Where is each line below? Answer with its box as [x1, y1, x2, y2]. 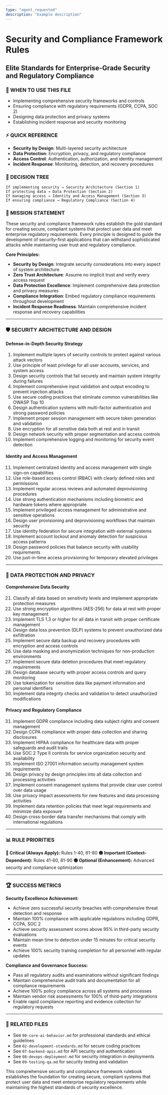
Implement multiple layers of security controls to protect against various [12, 352, 161, 358]
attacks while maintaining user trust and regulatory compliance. [5, 242, 137, 248]
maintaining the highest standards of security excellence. [5, 1084, 124, 1090]
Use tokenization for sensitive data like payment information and [12, 679, 145, 686]
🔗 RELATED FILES [5, 1021, 48, 1028]
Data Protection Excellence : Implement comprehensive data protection [12, 282, 160, 288]
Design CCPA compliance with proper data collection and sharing [12, 729, 148, 735]
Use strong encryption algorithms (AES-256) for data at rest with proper [12, 606, 161, 612]
